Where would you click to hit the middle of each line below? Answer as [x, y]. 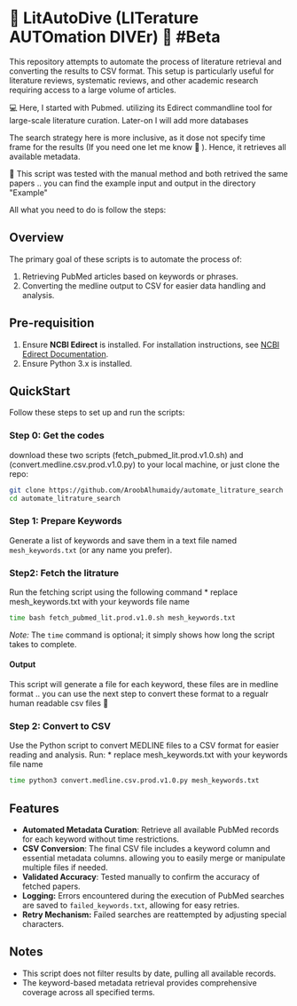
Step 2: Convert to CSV [60, 726]
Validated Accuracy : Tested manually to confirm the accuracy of [141, 877]
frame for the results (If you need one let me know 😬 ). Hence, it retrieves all [148, 147]
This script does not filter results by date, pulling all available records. [149, 973]
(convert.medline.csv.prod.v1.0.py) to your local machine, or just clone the [145, 464]
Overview [37, 238]
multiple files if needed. [65, 867]
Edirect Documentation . [65, 353]
